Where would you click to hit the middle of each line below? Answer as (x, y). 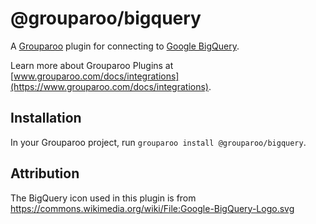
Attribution (45, 173)
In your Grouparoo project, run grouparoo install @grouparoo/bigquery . (158, 142)
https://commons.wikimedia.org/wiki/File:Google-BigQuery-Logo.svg (152, 208)
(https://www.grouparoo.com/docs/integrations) (109, 86)
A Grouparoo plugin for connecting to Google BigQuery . (125, 46)
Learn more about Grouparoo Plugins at (92, 65)
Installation (46, 118)
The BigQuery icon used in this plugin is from (103, 198)
